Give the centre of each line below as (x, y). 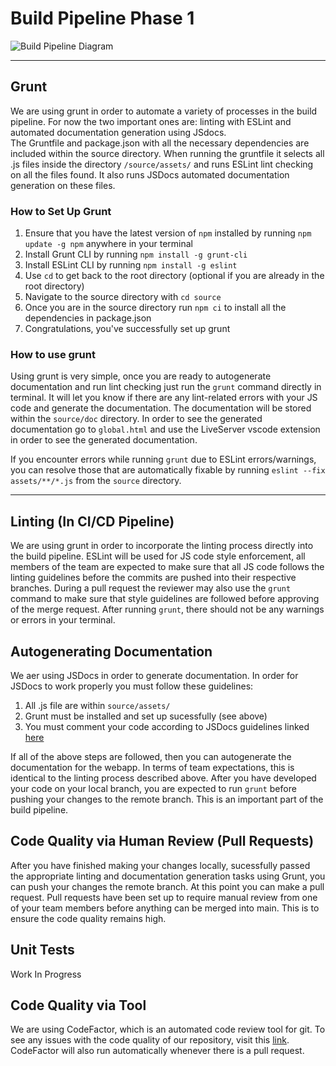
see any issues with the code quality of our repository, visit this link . (150, 1040)
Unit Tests (42, 950)
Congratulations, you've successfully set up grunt (127, 329)
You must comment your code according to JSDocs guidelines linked (167, 726)
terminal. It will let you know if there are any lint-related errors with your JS (164, 398)
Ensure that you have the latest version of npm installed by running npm (168, 233)
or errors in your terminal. (63, 620)
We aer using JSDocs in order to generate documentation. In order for (154, 675)
